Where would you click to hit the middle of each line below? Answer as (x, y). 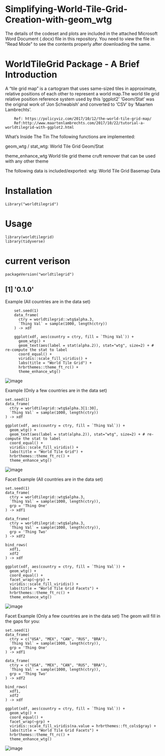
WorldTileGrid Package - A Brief (72, 64)
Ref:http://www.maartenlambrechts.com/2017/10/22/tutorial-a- (80, 123)
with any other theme (27, 161)
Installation (29, 191)
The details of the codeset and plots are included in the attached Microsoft (81, 33)
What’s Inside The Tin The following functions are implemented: (70, 136)
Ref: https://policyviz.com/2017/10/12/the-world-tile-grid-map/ (83, 119)
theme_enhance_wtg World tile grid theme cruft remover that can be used (81, 156)
